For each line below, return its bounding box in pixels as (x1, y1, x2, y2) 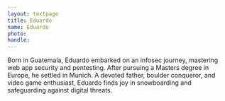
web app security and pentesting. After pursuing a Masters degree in (7, 64, 209, 72)
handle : (7, 37, 31, 44)
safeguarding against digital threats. (7, 86, 113, 95)
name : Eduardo (7, 23, 50, 30)
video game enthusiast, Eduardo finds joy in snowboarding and (7, 78, 192, 87)
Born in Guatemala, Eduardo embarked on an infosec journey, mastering (7, 56, 219, 64)
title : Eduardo (7, 17, 53, 24)
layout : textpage (7, 10, 59, 18)
